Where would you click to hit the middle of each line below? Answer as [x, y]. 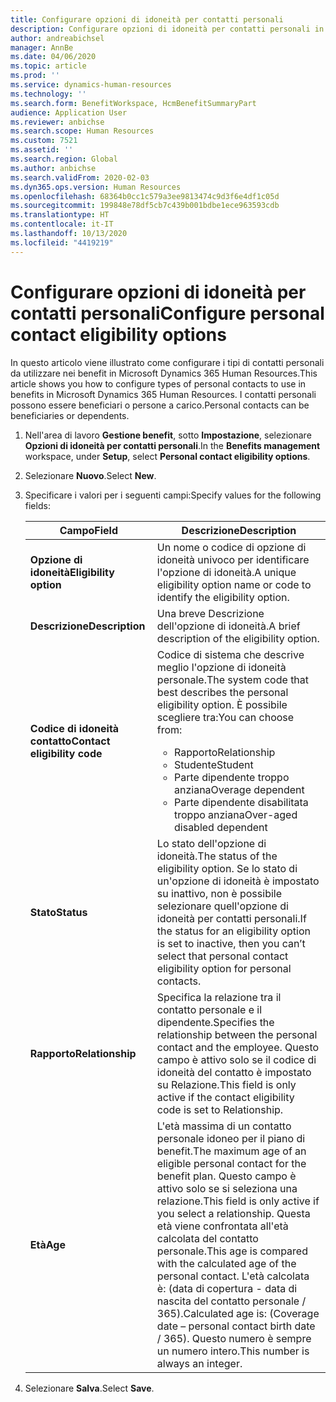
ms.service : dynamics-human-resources [91, 85]
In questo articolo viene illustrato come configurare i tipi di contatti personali [167, 362]
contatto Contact [70, 741]
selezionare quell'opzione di [222, 906]
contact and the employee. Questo [238, 1047]
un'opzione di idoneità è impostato [238, 881]
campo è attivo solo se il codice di [236, 1059]
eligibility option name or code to [234, 584]
